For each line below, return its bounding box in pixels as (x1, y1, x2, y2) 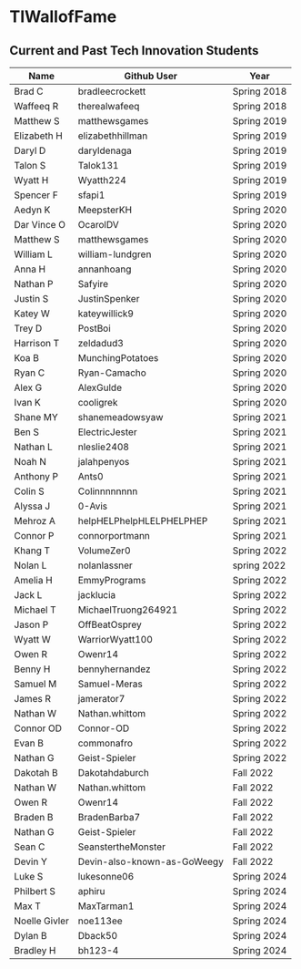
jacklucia (77, 589, 116, 601)
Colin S (14, 485, 45, 498)
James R (14, 693, 52, 705)
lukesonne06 (77, 871, 135, 882)
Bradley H (14, 944, 56, 956)
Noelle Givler (14, 914, 70, 927)
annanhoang (77, 263, 132, 275)
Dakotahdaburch (77, 767, 150, 778)
